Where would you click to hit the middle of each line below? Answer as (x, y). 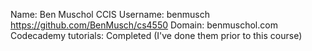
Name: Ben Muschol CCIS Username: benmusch (110, 14)
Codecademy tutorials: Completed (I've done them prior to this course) (156, 35)
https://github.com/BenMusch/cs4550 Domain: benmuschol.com (144, 25)
